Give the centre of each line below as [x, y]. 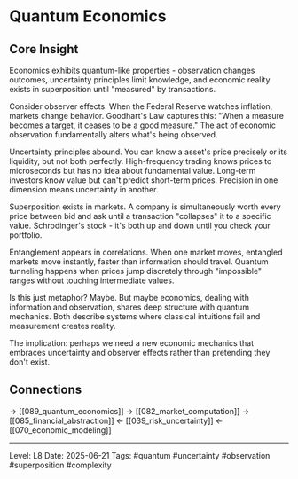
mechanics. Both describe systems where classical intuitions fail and [135, 316]
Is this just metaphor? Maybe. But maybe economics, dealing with [129, 298]
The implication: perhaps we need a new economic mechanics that [132, 343]
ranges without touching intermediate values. [92, 280]
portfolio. [26, 235]
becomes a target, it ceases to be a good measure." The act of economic [143, 125]
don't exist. [30, 362]
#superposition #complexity [61, 465]
